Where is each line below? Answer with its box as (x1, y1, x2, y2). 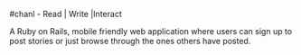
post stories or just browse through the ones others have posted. (9, 36, 251, 46)
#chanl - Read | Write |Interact (9, 9, 122, 19)
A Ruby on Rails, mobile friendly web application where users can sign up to (9, 26, 293, 36)
